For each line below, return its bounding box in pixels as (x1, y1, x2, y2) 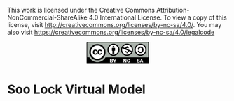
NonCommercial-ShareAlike (7, 13, 88, 22)
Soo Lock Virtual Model (7, 81, 146, 98)
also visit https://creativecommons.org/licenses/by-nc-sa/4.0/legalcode (7, 28, 215, 36)
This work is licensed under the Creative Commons (7, 6, 156, 14)
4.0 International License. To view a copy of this (88, 13, 228, 22)
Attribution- (156, 6, 190, 14)
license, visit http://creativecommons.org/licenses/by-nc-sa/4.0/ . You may (7, 21, 222, 29)
